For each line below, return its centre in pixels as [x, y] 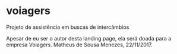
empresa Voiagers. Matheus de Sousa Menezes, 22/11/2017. [79, 45]
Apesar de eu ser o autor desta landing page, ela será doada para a [89, 38]
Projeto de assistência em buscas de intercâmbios [68, 27]
